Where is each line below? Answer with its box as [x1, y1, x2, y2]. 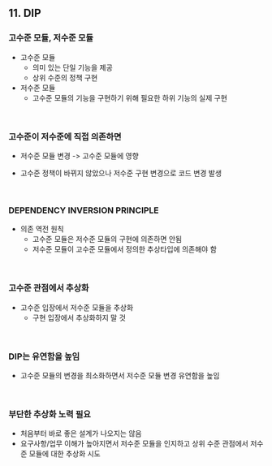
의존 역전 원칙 [19, 224, 64, 234]
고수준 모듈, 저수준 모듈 [8, 32, 94, 44]
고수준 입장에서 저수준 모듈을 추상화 [19, 302, 134, 312]
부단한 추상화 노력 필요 [8, 408, 92, 420]
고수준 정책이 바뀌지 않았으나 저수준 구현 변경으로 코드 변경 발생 [19, 168, 222, 178]
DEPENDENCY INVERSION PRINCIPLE [8, 205, 160, 216]
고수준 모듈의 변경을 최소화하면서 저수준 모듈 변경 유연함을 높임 [19, 370, 220, 380]
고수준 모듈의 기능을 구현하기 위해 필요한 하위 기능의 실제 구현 [32, 93, 227, 102]
